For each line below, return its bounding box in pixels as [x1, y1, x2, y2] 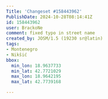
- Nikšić [6, 52, 27, 58]
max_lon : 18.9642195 [11, 73, 61, 79]
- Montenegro [6, 47, 38, 52]
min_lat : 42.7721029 [11, 68, 61, 74]
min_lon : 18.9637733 [11, 62, 61, 69]
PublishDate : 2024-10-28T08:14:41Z [6, 14, 93, 20]
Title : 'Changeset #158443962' [6, 8, 82, 15]
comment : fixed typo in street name [6, 30, 95, 36]
